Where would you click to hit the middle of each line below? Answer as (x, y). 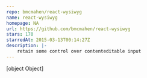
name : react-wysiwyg (32, 18)
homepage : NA (23, 23)
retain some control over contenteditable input (79, 51)
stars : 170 (20, 34)
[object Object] (25, 68)
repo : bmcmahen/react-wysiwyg (44, 12)
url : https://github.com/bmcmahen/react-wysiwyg (68, 29)
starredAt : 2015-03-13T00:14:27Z (48, 40)
